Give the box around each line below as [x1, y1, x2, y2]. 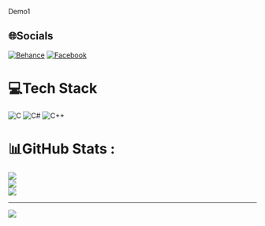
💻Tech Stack [8, 80, 98, 97]
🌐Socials [8, 29, 54, 43]
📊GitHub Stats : [8, 139, 116, 157]
